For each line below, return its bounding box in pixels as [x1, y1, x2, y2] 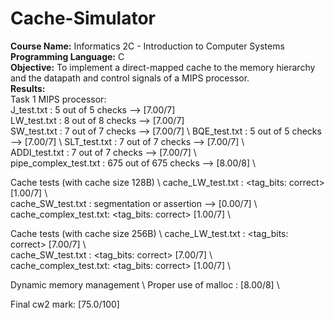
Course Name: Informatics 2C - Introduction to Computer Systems [10, 40, 285, 52]
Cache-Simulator [10, 7, 156, 30]
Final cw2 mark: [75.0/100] [10, 298, 120, 310]
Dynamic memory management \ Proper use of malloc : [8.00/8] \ [10, 278, 280, 291]
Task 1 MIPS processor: [10, 93, 107, 105]
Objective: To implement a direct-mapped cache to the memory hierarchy [10, 61, 316, 73]
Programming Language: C [10, 50, 125, 62]
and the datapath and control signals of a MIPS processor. [10, 72, 250, 84]
